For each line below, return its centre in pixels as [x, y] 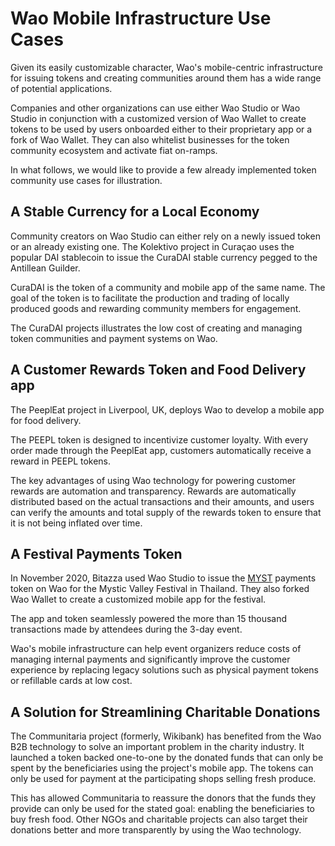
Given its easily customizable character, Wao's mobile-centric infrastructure [166, 67]
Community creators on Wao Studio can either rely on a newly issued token [165, 236]
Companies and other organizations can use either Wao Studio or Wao [155, 108]
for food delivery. [46, 420]
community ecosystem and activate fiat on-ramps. [114, 150]
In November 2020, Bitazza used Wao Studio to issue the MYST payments [163, 578]
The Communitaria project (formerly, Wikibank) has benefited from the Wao [166, 736]
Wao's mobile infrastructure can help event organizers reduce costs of [156, 649]
